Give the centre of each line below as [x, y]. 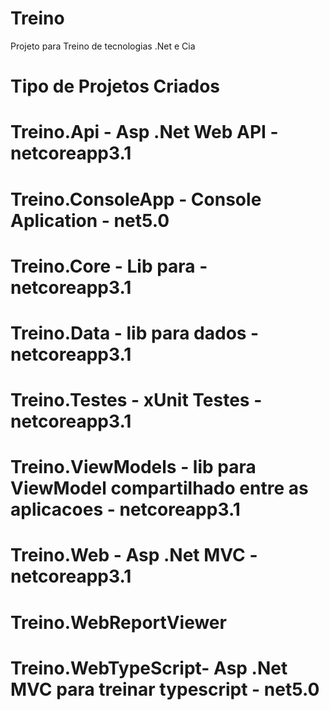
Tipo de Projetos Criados [115, 86]
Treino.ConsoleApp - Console [136, 199]
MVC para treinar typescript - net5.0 [165, 689]
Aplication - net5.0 [90, 220]
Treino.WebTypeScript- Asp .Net [149, 668]
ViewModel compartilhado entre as [159, 488]
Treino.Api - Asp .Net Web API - [144, 132]
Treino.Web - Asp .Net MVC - [134, 555]
